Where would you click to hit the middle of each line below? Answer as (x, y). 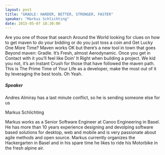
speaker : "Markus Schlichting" (37, 19)
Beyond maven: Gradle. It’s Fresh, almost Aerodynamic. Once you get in (78, 53)
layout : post (18, 10)
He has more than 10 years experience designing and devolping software (79, 127)
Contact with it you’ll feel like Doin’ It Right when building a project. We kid (80, 58)
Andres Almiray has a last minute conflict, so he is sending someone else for (82, 98)
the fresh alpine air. (25, 148)
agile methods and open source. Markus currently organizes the (70, 138)
